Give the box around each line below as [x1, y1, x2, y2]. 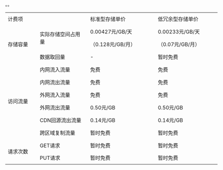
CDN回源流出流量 [39, 116, 82, 123]
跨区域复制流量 [39, 129, 76, 136]
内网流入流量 [39, 66, 71, 73]
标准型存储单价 [90, 15, 126, 22]
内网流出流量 [39, 78, 71, 86]
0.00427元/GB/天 [90, 28, 132, 35]
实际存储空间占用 [39, 30, 81, 37]
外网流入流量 [39, 91, 71, 98]
